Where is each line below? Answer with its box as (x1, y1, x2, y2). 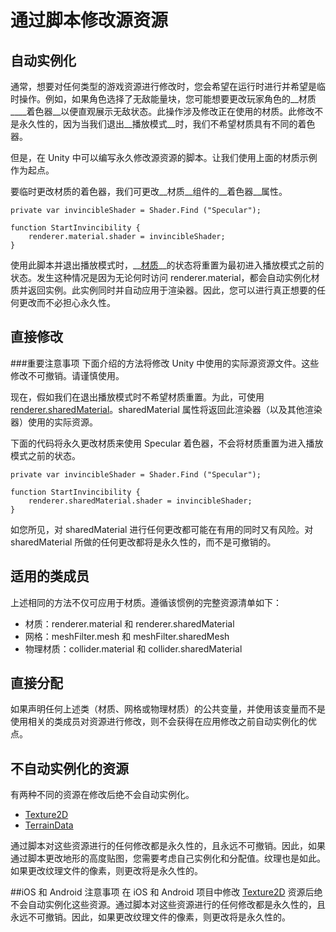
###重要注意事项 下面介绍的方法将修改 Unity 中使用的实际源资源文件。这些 (10, 357, 320, 369)
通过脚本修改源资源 (10, 9, 169, 32)
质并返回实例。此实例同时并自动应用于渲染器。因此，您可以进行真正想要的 (10, 284, 317, 296)
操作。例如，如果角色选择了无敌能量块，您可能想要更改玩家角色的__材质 (18, 93, 317, 105)
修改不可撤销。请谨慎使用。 (10, 369, 125, 381)
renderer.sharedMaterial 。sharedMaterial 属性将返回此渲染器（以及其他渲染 (10, 403, 323, 415)
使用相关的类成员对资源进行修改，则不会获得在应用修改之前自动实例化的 (10, 716, 308, 728)
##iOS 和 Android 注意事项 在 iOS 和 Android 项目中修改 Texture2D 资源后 (10, 886, 315, 898)
